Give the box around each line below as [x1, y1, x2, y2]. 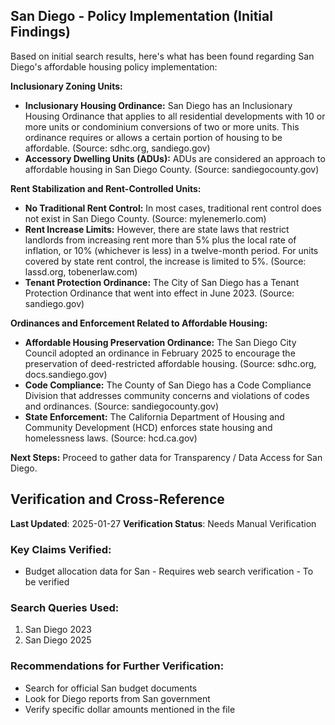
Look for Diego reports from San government [24, 692, 211, 704]
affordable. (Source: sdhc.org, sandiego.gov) [24, 142, 211, 154]
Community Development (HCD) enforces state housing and [24, 421, 273, 433]
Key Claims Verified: [10, 542, 112, 556]
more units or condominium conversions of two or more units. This [24, 120, 300, 133]
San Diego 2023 [24, 624, 92, 636]
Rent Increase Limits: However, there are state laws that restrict [24, 223, 290, 235]
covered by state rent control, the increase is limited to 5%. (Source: [24, 255, 307, 267]
